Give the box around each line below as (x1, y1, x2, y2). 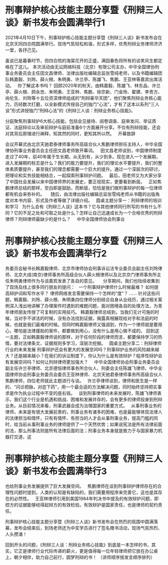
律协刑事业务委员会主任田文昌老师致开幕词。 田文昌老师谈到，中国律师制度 (5, 147, 162, 153)
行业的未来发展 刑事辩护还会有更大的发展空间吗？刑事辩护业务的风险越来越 (5, 346, 160, 352)
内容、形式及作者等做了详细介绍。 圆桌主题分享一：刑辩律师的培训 (22, 197, 162, 203)
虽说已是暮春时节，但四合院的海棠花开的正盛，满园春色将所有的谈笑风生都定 (5, 57, 163, 63)
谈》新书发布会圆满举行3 (5, 466, 107, 477)
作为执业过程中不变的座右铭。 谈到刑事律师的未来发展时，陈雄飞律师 (13, 390, 158, 396)
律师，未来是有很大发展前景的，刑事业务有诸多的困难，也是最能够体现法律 (5, 409, 158, 415)
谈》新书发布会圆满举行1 (5, 17, 106, 28)
